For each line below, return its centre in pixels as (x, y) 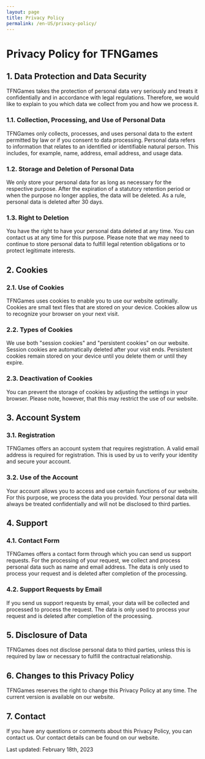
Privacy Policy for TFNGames (82, 54)
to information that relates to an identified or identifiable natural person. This (102, 146)
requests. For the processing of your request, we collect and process (93, 561)
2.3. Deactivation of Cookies (50, 379)
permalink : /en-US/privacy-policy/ (52, 23)
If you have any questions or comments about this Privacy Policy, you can (99, 731)
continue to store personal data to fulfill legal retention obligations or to (96, 244)
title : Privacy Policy (35, 18)
